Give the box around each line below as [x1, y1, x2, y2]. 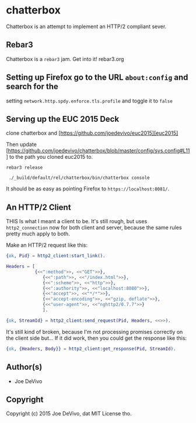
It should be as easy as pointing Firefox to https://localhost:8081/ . [6, 185, 170, 192]
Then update [6, 141, 37, 148]
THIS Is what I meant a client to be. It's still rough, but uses [6, 218, 148, 225]
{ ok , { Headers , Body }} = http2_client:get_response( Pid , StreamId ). [6, 346, 176, 352]
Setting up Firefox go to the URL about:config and [6, 73, 188, 83]
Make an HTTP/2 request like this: [6, 241, 88, 249]
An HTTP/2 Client [6, 202, 71, 212]
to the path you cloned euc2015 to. [9, 153, 93, 161]
